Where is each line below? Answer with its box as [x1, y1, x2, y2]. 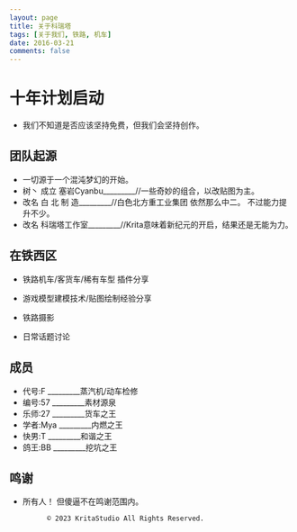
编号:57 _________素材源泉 [22, 397, 117, 408]
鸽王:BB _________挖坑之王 [22, 442, 118, 453]
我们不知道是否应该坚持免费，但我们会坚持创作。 [22, 120, 204, 131]
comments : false [9, 47, 70, 56]
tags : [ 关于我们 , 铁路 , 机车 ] [9, 30, 112, 39]
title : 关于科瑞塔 [9, 22, 72, 31]
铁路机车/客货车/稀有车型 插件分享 [22, 274, 149, 284]
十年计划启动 [9, 88, 105, 109]
